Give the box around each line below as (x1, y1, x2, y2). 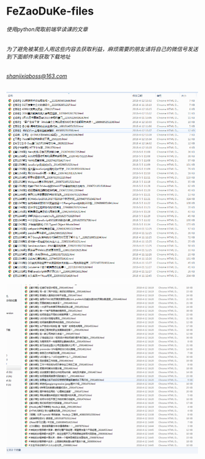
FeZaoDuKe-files (6, 4, 94, 18)
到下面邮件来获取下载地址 (6, 53, 71, 60)
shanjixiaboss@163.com (6, 72, 68, 80)
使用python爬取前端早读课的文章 (6, 26, 88, 33)
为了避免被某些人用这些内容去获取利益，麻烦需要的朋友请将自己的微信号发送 (6, 46, 198, 53)
